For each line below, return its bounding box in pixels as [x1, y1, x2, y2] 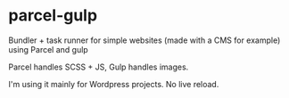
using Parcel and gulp [8, 44, 88, 54]
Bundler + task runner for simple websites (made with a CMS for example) [8, 35, 281, 45]
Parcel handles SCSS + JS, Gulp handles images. [8, 61, 189, 72]
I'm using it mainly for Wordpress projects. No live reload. [8, 78, 219, 89]
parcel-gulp [8, 5, 98, 26]
